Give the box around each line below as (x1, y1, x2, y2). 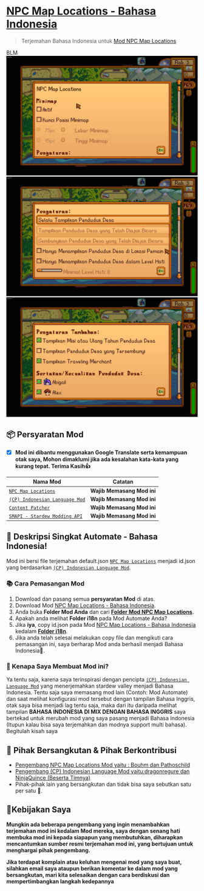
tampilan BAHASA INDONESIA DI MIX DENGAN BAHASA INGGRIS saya (6, 708, 186, 715)
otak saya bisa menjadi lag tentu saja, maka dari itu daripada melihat (6, 702, 177, 709)
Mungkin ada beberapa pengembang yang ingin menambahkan (6, 821, 170, 828)
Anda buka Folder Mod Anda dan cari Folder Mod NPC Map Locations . (15, 608, 194, 615)
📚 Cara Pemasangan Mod (6, 579, 85, 587)
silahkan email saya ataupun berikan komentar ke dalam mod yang (6, 864, 178, 872)
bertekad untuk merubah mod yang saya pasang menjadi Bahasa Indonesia (6, 715, 195, 722)
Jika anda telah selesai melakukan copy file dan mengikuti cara (15, 633, 174, 641)
